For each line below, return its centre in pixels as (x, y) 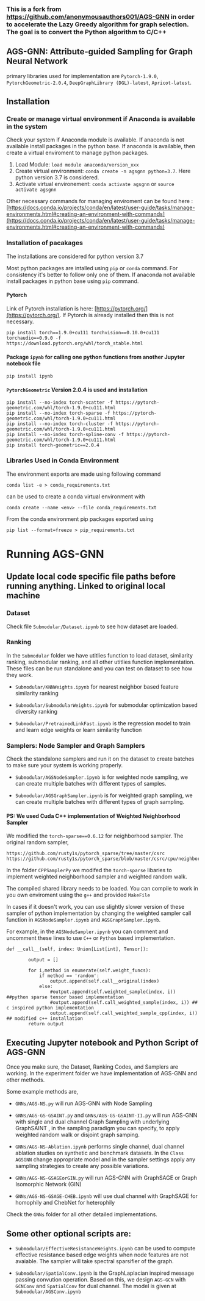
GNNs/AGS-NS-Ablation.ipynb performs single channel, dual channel (99, 1147)
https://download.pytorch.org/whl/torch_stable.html (75, 343)
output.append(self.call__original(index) (105, 981)
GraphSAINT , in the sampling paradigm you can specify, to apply (97, 1128)
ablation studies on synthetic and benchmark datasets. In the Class (99, 1153)
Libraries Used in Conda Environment (63, 461)
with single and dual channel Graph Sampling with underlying (92, 1122)
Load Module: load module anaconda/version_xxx (77, 165)
